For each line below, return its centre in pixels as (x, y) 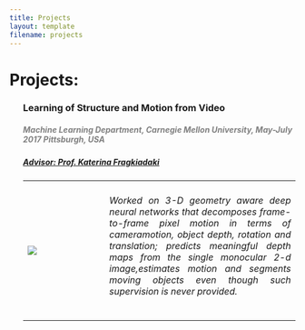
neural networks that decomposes (182, 212)
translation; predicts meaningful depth (200, 246)
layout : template (42, 26)
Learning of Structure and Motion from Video (123, 108)
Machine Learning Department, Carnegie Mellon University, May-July (157, 130)
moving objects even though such (200, 280)
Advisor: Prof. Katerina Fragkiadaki (91, 162)
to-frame (129, 224)
